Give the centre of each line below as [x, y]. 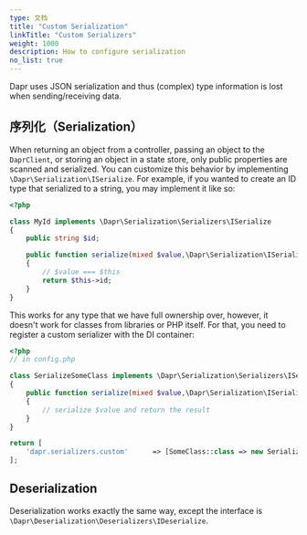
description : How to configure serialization [97, 52]
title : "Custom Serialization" [69, 26]
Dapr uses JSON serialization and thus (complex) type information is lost [146, 86]
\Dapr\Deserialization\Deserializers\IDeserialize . [109, 520]
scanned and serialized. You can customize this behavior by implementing [149, 169]
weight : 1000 [34, 43]
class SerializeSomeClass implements [81, 376]
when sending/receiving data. [65, 96]
